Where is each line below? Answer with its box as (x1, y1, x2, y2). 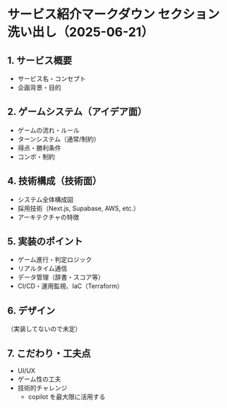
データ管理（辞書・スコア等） (17, 273, 104, 282)
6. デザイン (7, 304, 56, 316)
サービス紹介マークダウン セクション (7, 6, 220, 23)
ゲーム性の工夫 (17, 375, 61, 383)
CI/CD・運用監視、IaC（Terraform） (17, 282, 123, 290)
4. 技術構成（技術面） (7, 175, 102, 187)
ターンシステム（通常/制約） (17, 135, 100, 143)
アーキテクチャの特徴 (17, 212, 80, 221)
